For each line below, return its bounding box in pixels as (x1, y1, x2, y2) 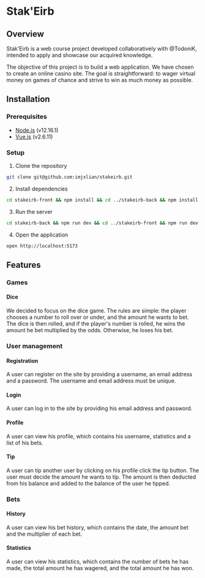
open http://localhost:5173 (6, 243, 78, 249)
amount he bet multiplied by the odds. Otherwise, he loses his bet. (6, 327, 174, 333)
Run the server (15, 208, 53, 215)
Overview (6, 29, 45, 39)
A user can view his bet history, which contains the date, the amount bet (6, 523, 188, 531)
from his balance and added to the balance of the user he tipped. (6, 479, 171, 487)
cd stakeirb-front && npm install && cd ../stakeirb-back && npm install (6, 197, 199, 203)
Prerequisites (6, 112, 47, 121)
